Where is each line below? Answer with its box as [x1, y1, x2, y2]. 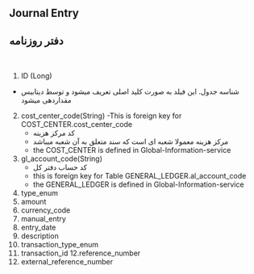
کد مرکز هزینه [32, 129, 75, 138]
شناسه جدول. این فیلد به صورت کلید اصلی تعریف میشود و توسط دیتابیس [20, 86, 240, 96]
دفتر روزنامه [9, 34, 64, 48]
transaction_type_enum [20, 240, 99, 250]
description [20, 231, 59, 241]
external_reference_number [20, 257, 114, 267]
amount [20, 197, 47, 207]
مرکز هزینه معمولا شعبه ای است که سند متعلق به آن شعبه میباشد [32, 137, 229, 146]
